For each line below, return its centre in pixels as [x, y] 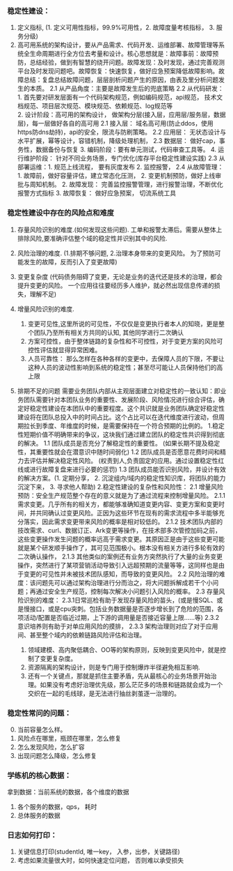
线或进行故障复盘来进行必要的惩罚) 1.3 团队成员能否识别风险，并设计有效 [121, 469]
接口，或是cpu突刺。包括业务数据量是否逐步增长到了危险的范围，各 [127, 609]
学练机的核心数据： [39, 775]
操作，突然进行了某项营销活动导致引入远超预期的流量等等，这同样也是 [118, 565]
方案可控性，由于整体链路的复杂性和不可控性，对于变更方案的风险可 [125, 341]
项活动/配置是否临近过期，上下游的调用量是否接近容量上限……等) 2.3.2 [118, 617]
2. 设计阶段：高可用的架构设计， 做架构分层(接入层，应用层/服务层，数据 [121, 115]
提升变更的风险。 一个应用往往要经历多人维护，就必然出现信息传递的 [115, 285]
